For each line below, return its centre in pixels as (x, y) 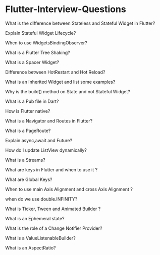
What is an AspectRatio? (31, 247)
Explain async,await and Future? (39, 140)
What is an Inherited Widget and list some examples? (60, 82)
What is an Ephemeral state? (35, 218)
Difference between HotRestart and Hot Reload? (55, 72)
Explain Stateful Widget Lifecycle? (41, 33)
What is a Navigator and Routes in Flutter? (49, 121)
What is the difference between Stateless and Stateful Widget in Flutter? (80, 23)
